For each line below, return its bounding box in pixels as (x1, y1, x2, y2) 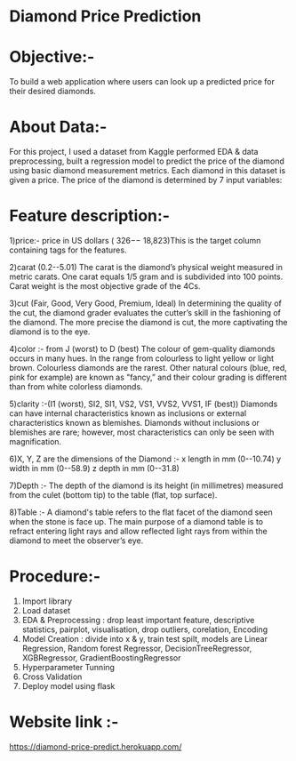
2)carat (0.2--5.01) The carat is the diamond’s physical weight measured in (9, 262, 283, 272)
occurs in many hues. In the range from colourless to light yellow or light (9, 353, 274, 364)
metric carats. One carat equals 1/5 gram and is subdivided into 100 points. (9, 271, 284, 282)
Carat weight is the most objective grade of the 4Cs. (9, 281, 201, 291)
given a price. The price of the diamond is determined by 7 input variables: (9, 175, 283, 186)
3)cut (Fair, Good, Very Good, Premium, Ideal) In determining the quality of (9, 298, 282, 308)
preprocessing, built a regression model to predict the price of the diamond (9, 156, 284, 166)
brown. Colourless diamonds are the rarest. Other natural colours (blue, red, (9, 363, 287, 372)
